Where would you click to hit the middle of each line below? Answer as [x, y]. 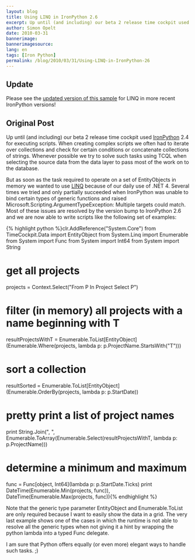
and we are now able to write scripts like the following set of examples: [91, 217]
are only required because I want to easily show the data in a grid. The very [97, 514]
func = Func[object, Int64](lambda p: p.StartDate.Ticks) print [79, 484]
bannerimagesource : [30, 45]
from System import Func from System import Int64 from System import [93, 241]
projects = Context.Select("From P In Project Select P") [72, 287]
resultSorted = [23, 385]
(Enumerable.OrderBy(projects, [43, 392]
